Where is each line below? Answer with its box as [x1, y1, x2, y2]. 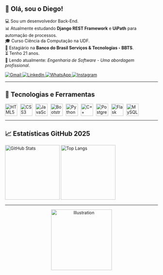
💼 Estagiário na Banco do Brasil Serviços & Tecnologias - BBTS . [5, 45, 134, 51]
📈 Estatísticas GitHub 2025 [5, 130, 91, 138]
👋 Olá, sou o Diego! [5, 5, 64, 13]
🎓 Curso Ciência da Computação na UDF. [5, 37, 90, 44]
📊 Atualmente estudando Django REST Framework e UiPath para [5, 25, 137, 31]
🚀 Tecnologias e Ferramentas [5, 90, 95, 99]
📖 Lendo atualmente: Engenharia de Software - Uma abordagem [5, 57, 135, 63]
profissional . [5, 62, 30, 68]
